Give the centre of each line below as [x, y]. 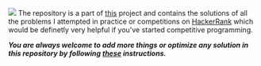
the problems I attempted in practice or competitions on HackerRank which [131, 21]
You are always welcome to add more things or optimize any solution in [128, 45]
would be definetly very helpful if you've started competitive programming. [131, 30]
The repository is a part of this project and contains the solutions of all [133, 13]
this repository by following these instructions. [87, 53]
